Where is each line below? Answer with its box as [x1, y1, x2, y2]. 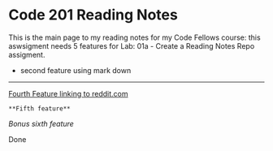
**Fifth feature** [8, 104, 71, 113]
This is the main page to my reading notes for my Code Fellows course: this [8, 32, 262, 42]
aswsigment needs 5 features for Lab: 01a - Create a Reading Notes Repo [8, 41, 255, 50]
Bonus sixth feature [8, 119, 75, 128]
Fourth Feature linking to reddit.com [8, 88, 128, 98]
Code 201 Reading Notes [8, 6, 179, 24]
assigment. [8, 50, 45, 59]
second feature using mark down [19, 65, 132, 75]
